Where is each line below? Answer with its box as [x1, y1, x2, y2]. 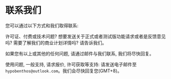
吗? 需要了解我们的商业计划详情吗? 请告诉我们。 [5, 39, 107, 46]
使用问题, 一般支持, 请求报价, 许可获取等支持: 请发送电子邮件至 [5, 61, 137, 67]
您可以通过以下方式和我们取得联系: [5, 22, 79, 29]
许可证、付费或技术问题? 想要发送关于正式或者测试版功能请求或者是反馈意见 [5, 33, 166, 39]
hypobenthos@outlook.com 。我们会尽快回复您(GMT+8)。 [5, 67, 122, 74]
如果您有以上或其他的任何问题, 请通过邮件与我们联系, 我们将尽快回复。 [5, 50, 154, 57]
